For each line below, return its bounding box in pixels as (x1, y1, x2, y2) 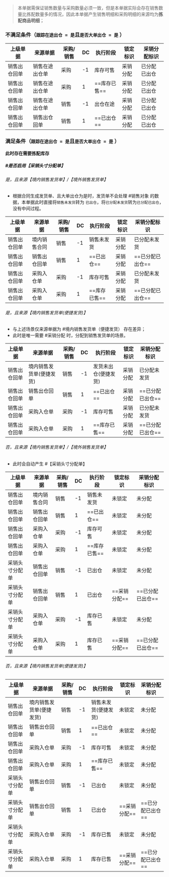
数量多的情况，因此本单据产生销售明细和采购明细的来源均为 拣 (35, 11, 163, 17)
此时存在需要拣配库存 (5, 150, 49, 156)
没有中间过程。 (12, 206, 44, 212)
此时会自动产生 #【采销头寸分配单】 (12, 460, 88, 466)
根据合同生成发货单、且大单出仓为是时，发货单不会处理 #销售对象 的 (12, 193, 155, 199)
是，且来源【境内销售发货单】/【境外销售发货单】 (5, 176, 109, 182)
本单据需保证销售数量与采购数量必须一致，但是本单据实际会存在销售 (17, 5, 159, 11)
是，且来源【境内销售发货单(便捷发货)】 (5, 309, 88, 315)
